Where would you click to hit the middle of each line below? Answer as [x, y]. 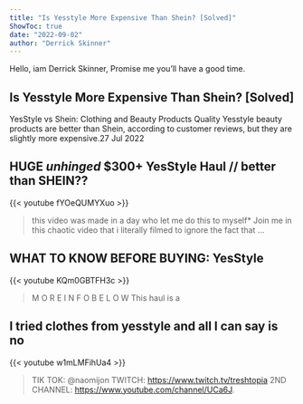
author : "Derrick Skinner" [60, 43]
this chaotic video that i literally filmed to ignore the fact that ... [148, 230]
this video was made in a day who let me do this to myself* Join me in [161, 220]
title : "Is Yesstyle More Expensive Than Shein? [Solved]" [123, 18]
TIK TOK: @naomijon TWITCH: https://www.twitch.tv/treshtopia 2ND [159, 380]
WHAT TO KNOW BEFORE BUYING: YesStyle [137, 259]
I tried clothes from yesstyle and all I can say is [144, 327]
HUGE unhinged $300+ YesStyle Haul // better [143, 167]
